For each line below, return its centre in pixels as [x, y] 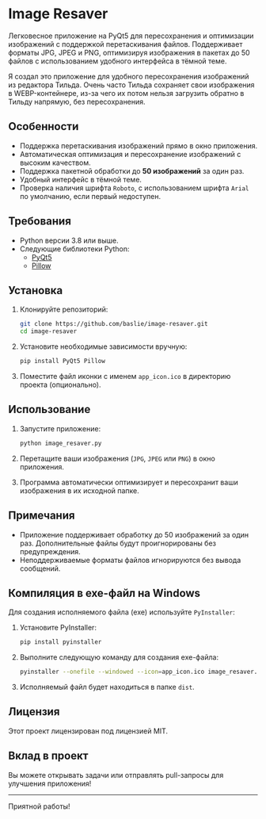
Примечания [42, 516]
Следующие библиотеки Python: [74, 249]
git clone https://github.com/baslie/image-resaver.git [114, 324]
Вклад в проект [48, 756]
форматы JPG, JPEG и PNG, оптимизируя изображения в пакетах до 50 [129, 52]
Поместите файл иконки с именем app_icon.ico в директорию [125, 376]
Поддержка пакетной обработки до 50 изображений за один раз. [132, 170]
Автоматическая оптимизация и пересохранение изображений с [130, 154]
